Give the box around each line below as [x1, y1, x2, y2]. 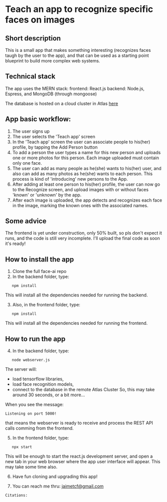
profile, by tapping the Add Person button [12, 144, 98, 150]
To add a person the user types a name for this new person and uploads [12, 149, 161, 155]
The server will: [5, 366, 37, 372]
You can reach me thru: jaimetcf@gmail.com [12, 483, 104, 490]
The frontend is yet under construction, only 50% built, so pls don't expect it [5, 230, 162, 236]
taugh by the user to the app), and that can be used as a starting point [5, 52, 149, 58]
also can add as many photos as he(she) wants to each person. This [12, 171, 153, 177]
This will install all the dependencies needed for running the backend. [5, 292, 148, 298]
